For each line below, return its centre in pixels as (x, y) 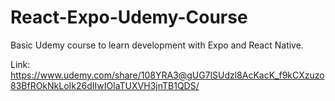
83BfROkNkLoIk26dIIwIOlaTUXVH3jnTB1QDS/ (105, 85)
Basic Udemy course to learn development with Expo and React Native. (157, 45)
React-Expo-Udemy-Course (129, 17)
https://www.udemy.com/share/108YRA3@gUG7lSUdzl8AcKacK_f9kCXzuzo (167, 75)
